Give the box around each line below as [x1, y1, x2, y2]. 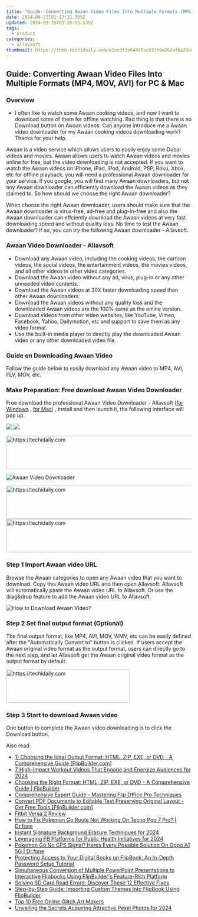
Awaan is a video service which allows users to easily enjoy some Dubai [6, 146, 181, 153]
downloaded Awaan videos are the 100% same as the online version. [14, 305, 182, 312]
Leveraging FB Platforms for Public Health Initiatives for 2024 [14, 835, 164, 842]
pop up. [6, 412, 25, 419]
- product [11, 31, 35, 37]
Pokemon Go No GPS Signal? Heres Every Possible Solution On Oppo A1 [14, 841, 190, 849]
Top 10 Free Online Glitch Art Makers [14, 898, 104, 905]
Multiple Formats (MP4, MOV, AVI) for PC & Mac [6, 78, 184, 89]
